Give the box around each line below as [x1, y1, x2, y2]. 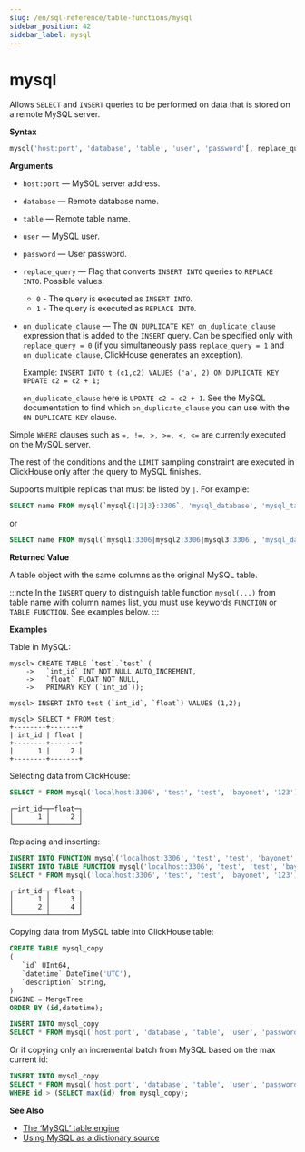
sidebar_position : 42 [9, 22, 92, 31]
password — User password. [22, 249, 127, 260]
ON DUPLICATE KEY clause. [22, 412, 118, 423]
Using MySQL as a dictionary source [22, 1132, 160, 1143]
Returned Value [9, 551, 70, 563]
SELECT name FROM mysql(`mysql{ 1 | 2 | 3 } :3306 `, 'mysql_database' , [9, 501, 258, 511]
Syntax [9, 126, 37, 137]
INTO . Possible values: [22, 276, 104, 287]
